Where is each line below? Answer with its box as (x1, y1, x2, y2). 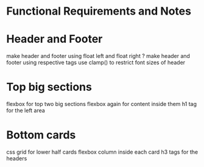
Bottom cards (6, 128, 76, 142)
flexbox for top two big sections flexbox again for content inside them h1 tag (6, 101, 197, 108)
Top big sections (6, 80, 93, 94)
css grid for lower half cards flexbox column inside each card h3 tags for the (6, 148, 199, 155)
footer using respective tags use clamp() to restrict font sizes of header (6, 59, 186, 66)
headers (6, 155, 27, 162)
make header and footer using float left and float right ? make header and (6, 52, 191, 60)
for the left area (6, 107, 46, 114)
